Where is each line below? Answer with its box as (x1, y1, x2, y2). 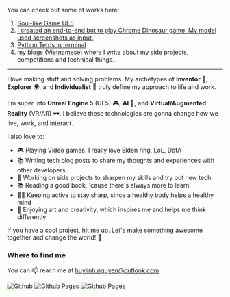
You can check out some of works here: (7, 6, 120, 14)
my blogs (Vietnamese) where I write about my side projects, (16, 48, 189, 56)
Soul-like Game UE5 (16, 19, 74, 27)
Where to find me (7, 250, 66, 259)
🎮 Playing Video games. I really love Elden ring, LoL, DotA (16, 146, 182, 154)
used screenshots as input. (16, 34, 94, 42)
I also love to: (7, 133, 44, 140)
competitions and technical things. (16, 55, 115, 64)
